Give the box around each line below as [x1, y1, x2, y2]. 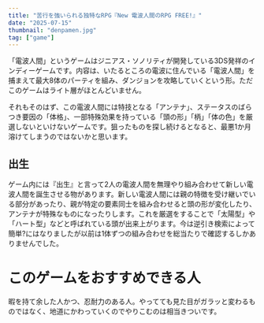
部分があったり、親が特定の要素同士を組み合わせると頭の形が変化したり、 [14, 199, 256, 209]
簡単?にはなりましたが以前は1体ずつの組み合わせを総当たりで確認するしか [8, 229, 250, 239]
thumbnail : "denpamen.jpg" [8, 26, 97, 34]
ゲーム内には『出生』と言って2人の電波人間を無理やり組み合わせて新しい [8, 180, 247, 189]
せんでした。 [21, 239, 63, 248]
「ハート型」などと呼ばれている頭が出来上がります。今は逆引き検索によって [8, 219, 256, 228]
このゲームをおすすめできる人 [8, 269, 201, 288]
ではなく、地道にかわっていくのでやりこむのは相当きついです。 [14, 306, 221, 316]
